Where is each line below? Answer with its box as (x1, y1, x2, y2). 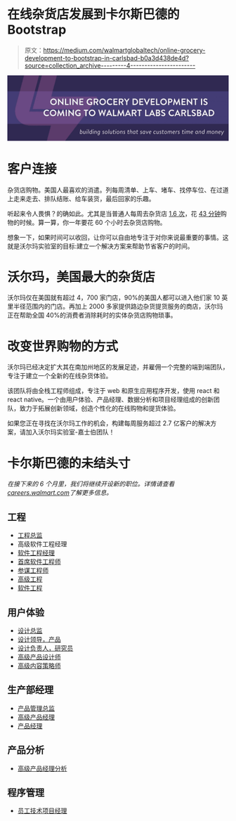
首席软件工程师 (17, 557, 61, 566)
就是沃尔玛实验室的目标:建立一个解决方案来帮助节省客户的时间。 (7, 242, 195, 250)
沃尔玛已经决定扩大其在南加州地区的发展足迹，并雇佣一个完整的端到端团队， (7, 363, 229, 371)
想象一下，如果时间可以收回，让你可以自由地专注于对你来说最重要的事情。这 (7, 233, 229, 241)
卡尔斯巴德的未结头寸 (7, 455, 131, 471)
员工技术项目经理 (17, 806, 67, 815)
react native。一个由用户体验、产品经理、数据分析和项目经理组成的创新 (7, 395, 214, 404)
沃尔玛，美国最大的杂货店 (7, 269, 156, 285)
